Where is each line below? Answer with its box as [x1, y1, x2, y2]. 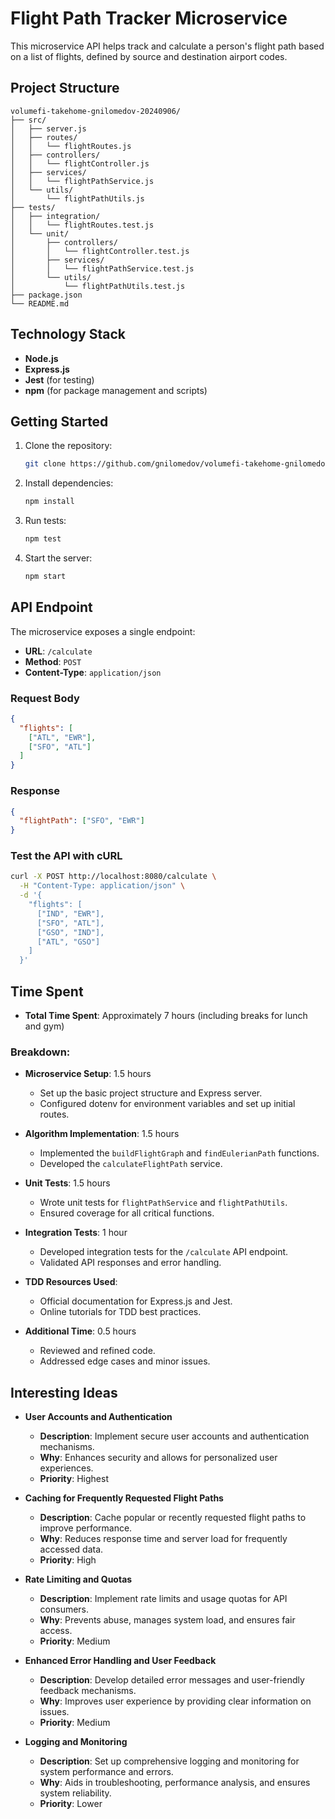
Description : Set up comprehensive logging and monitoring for [39, 1755, 300, 1767]
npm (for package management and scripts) [24, 384, 208, 396]
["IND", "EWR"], [36, 908, 105, 919]
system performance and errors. [39, 1766, 174, 1778]
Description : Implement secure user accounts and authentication [39, 1430, 310, 1442]
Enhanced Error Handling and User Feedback [24, 1655, 217, 1667]
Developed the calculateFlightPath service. [39, 1158, 223, 1170]
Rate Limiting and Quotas [24, 1573, 133, 1586]
